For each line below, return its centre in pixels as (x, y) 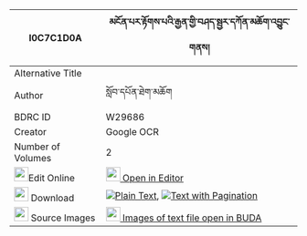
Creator (31, 132)
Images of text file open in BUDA (192, 218)
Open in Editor (153, 178)
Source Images (63, 218)
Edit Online (52, 178)
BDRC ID (33, 117)
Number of (37, 147)
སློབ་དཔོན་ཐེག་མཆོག (139, 92)
